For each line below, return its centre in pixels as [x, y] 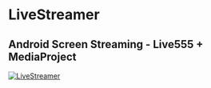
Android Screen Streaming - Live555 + [106, 44]
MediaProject [42, 56]
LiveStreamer [54, 15]
